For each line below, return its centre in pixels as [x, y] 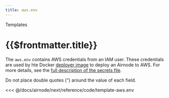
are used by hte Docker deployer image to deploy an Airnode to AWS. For [83, 65]
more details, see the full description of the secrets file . [64, 70]
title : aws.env [22, 10]
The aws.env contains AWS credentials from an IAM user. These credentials [84, 59]
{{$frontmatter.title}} [51, 45]
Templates [16, 24]
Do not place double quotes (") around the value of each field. [71, 80]
